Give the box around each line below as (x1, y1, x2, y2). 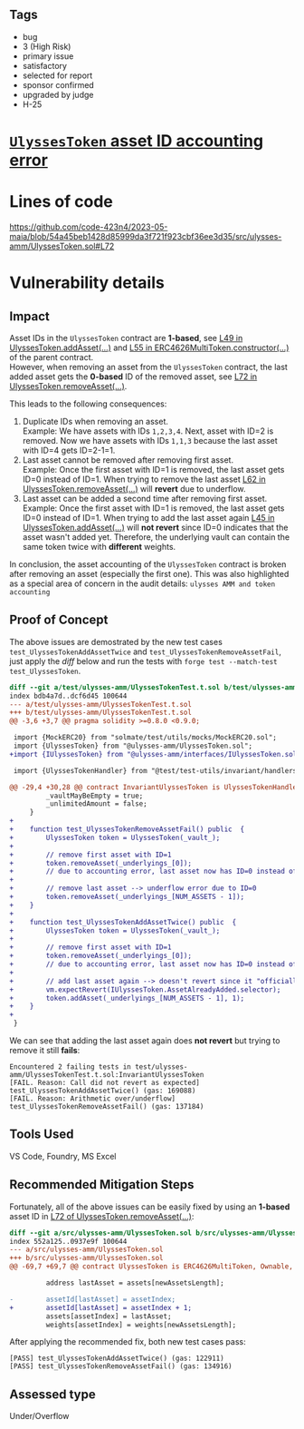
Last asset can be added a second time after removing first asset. (22, 493, 268, 504)
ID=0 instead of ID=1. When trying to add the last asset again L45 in (22, 512, 275, 523)
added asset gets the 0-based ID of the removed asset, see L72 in (9, 371, 258, 382)
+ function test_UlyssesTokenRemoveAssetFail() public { (9, 825, 245, 834)
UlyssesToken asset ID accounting (9, 131, 264, 151)
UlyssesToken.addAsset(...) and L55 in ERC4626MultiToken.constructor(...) (9, 342, 290, 353)
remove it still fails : (9, 1045, 81, 1055)
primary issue (22, 50, 74, 62)
